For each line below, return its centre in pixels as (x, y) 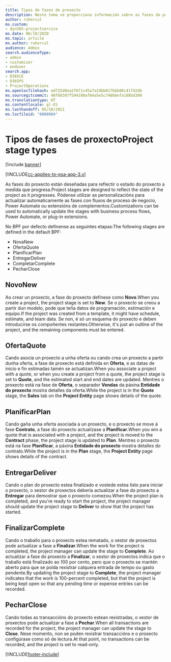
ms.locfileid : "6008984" (32, 114)
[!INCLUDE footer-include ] (32, 654)
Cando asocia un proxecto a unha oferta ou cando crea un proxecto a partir (84, 358)
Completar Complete (34, 263)
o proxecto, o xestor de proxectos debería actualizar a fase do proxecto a (82, 490)
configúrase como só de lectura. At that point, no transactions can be (77, 639)
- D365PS (15, 81)
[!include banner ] (23, 164)
